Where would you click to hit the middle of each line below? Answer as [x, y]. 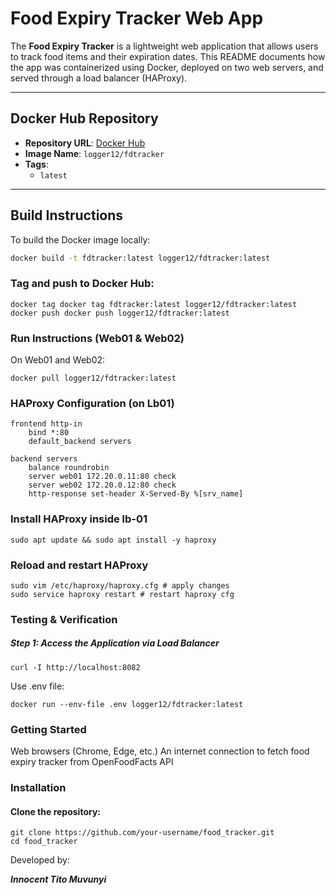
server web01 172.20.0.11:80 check [102, 477]
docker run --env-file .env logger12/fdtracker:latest [127, 704]
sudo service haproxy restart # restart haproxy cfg [122, 594]
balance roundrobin [69, 468]
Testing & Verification [64, 619]
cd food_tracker [44, 842]
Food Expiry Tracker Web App [137, 18]
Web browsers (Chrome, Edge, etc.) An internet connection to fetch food [160, 751]
